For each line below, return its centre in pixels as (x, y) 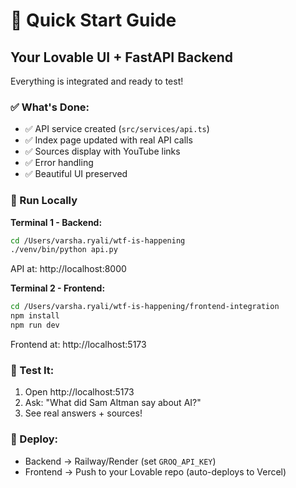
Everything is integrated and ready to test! (97, 81)
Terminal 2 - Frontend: (58, 288)
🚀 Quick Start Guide (93, 20)
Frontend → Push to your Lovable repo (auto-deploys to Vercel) (155, 471)
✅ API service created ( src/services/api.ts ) (117, 129)
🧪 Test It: (32, 370)
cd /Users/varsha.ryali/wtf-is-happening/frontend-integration (145, 307)
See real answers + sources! (83, 413)
